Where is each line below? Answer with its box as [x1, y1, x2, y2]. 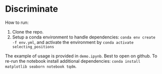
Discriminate [5, 3, 58, 15]
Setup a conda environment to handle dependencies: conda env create [12, 34, 156, 40]
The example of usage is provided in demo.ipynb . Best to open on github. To [5, 53, 158, 59]
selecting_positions [12, 44, 54, 49]
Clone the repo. [12, 29, 44, 35]
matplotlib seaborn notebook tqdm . [5, 63, 77, 69]
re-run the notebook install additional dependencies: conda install [5, 58, 140, 64]
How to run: [5, 19, 29, 25]
